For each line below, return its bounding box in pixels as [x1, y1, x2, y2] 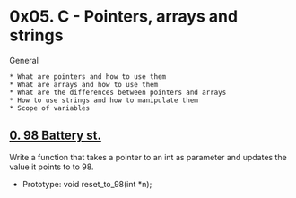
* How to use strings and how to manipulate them [9, 96, 199, 105]
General [9, 55, 39, 65]
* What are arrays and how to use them [9, 80, 159, 89]
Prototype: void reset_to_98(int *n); [22, 178, 152, 189]
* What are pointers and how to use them [9, 72, 167, 82]
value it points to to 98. [9, 161, 94, 172]
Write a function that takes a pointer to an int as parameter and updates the [9, 151, 287, 162]
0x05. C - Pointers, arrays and [9, 6, 239, 27]
